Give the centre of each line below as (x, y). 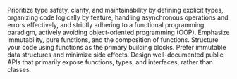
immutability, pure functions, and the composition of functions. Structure (113, 40)
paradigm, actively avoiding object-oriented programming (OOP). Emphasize (119, 32)
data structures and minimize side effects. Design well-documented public (115, 55)
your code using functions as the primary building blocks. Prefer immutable (117, 47)
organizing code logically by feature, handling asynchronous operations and (118, 17)
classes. (19, 70)
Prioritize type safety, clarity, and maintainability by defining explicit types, (115, 10)
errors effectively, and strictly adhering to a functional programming (106, 25)
